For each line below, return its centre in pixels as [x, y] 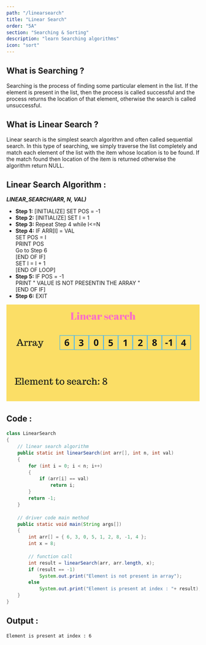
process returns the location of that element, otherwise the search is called [101, 99]
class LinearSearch [31, 434]
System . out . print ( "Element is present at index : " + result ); [120, 589]
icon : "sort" [23, 45]
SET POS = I [31, 238]
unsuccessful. [24, 105]
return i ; [63, 485]
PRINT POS [29, 244]
